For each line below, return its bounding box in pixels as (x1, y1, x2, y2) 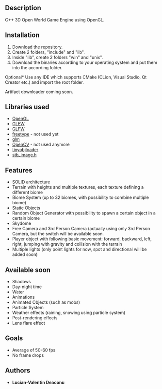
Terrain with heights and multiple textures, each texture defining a (12, 184, 144, 190)
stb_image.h (12, 152, 37, 158)
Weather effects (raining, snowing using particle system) (12, 310, 126, 316)
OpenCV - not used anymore (12, 141, 70, 148)
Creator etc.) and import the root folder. (5, 79, 84, 85)
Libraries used (5, 103, 49, 111)
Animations (12, 294, 35, 300)
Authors (5, 367, 31, 375)
